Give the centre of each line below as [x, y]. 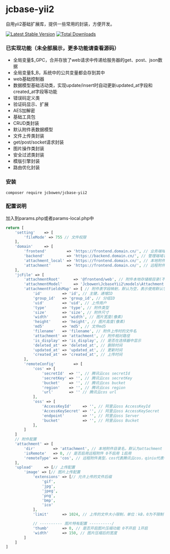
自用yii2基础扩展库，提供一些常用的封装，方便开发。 [60, 24]
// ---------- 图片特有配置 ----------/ [73, 524]
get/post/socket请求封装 [39, 142]
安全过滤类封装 [29, 155]
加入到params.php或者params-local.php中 [50, 218]
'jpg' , [49, 486]
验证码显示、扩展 [31, 104]
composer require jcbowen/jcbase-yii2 [46, 193]
